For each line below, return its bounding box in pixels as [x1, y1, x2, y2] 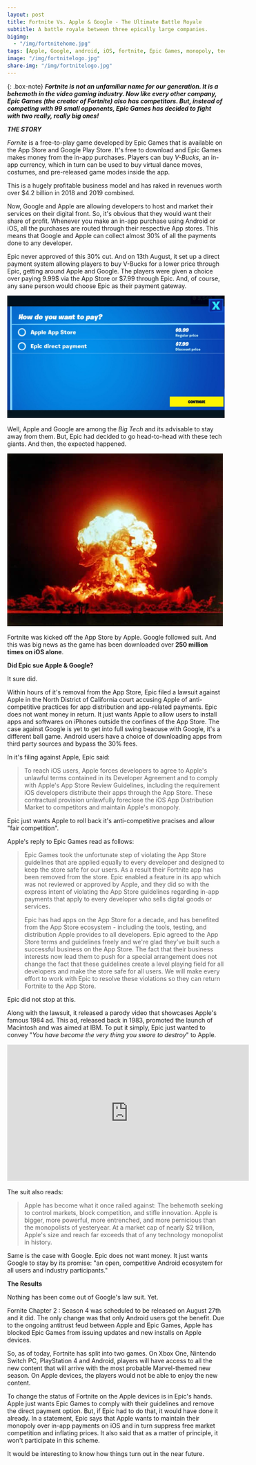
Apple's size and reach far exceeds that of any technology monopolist [23, 1231, 224, 1239]
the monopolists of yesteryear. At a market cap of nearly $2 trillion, [23, 1223, 215, 1232]
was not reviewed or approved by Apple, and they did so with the [23, 880, 210, 889]
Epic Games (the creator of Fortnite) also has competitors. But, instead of [7, 97, 223, 105]
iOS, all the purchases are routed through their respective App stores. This [7, 224, 219, 232]
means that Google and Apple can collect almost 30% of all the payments [7, 231, 217, 240]
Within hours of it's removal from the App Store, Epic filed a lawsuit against [7, 688, 221, 696]
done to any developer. [7, 239, 73, 247]
